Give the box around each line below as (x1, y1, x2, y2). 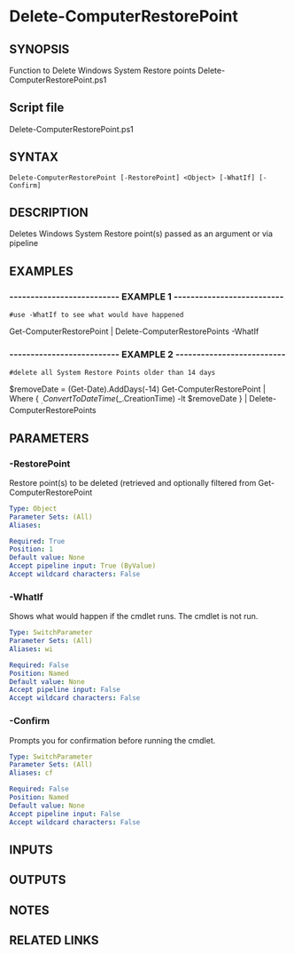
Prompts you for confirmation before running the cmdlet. (9, 735, 216, 745)
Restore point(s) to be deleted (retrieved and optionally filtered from (9, 477, 257, 488)
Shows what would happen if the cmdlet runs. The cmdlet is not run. (9, 611, 259, 622)
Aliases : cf (9, 768, 53, 778)
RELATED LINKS (9, 933, 99, 948)
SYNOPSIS (9, 42, 70, 57)
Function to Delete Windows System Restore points (9, 65, 197, 76)
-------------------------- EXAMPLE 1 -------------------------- (9, 290, 284, 303)
